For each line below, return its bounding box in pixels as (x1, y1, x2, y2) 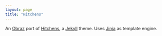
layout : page (5, 7, 32, 12)
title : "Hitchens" (5, 12, 43, 17)
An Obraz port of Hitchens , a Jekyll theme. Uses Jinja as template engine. (5, 25, 157, 31)
